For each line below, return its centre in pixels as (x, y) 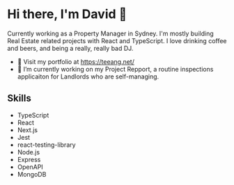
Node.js (29, 152)
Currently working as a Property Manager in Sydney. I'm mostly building (110, 33)
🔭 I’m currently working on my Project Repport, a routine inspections (115, 69)
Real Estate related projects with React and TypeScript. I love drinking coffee (117, 40)
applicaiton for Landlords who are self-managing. (88, 77)
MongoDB (32, 174)
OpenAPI (30, 167)
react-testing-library (46, 145)
